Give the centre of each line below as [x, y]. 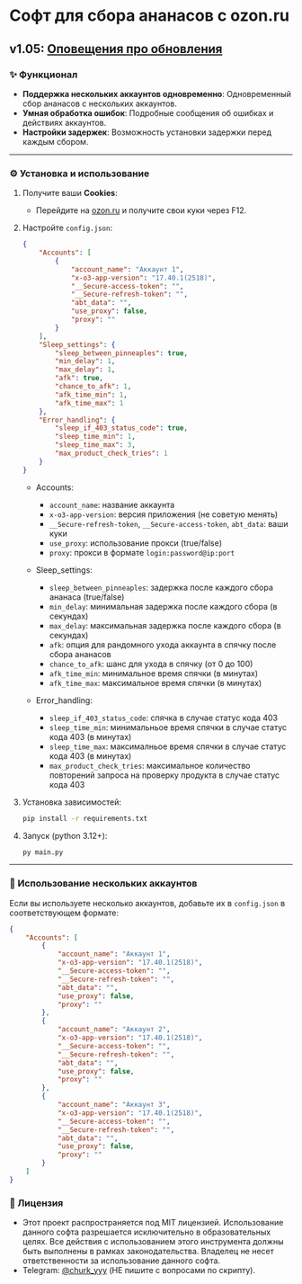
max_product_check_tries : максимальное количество [150, 765]
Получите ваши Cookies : [70, 193]
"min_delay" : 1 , [85, 361]
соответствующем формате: [64, 913]
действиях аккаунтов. [64, 122]
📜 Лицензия [36, 1203]
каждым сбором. [55, 141]
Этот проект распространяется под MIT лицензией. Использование [153, 1223]
